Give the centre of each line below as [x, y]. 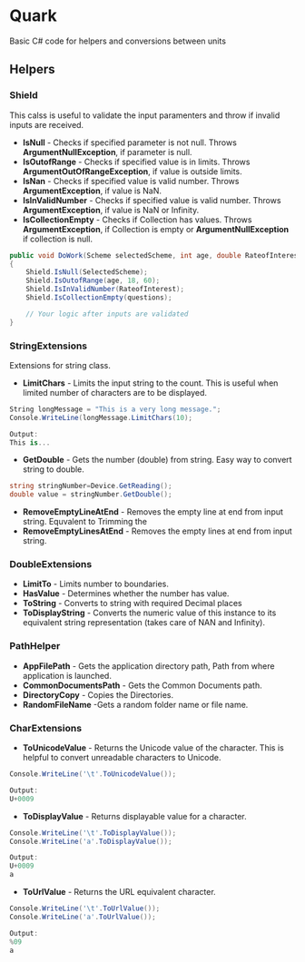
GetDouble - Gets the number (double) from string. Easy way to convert [157, 460]
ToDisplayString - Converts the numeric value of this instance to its [149, 613]
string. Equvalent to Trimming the [85, 522]
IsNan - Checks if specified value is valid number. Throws [131, 181]
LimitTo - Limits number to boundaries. [96, 584]
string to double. [53, 469]
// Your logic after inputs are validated [107, 314]
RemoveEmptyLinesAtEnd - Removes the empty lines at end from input [157, 531]
